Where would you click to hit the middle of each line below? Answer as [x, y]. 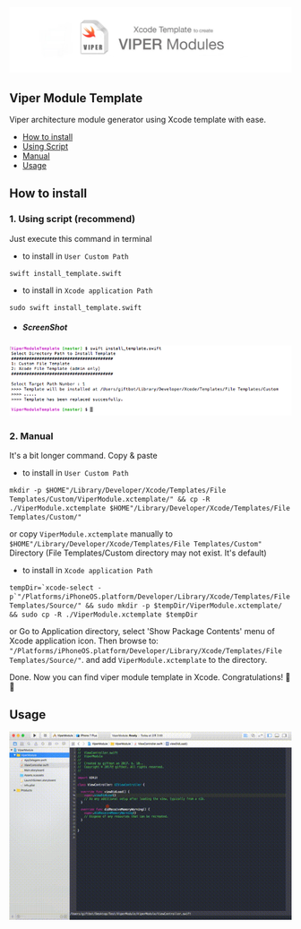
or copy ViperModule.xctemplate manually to [91, 533]
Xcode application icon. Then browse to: [84, 641]
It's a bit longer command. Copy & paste [84, 455]
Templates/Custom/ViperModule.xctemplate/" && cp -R [110, 499]
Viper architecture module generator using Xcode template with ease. [138, 119]
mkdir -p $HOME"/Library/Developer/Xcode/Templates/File [118, 490]
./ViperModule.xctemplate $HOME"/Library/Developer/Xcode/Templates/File [150, 508]
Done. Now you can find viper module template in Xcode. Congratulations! [146, 677]
